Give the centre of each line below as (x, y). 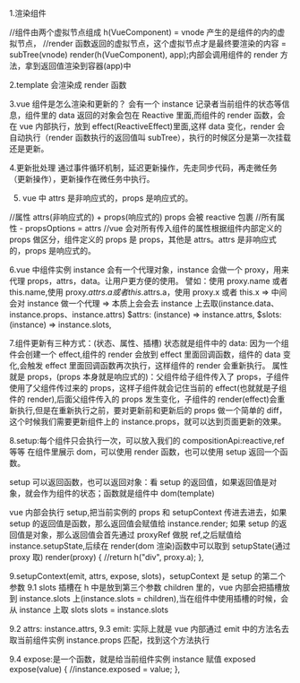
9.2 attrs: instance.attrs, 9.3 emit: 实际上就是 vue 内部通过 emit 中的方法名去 (149, 629)
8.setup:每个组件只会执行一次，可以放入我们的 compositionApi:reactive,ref (147, 441)
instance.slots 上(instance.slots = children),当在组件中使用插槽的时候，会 (154, 598)
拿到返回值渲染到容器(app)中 (78, 66)
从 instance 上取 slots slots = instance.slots (89, 610)
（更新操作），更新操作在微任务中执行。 (82, 179)
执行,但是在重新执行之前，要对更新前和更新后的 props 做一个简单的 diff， (152, 410)
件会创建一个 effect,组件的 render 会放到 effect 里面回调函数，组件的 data (145, 354)
